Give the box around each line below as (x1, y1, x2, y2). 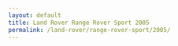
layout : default (8, 11, 61, 19)
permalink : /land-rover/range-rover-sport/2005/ (8, 26, 171, 34)
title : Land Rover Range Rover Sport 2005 (8, 19, 150, 27)
